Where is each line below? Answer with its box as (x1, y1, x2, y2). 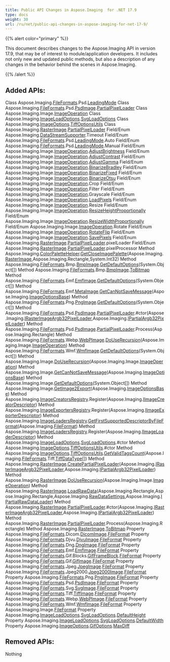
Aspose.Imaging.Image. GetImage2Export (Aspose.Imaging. (5, 385, 127, 391)
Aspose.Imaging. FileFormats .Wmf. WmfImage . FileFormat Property (5, 601, 142, 607)
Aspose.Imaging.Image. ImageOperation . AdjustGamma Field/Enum (5, 159, 143, 165)
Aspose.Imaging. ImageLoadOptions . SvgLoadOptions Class (5, 116, 129, 122)
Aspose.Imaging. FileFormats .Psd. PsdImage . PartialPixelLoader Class (5, 105, 148, 111)
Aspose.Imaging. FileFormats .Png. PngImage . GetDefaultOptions (5, 299, 136, 305)
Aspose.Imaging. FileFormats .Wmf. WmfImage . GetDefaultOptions (5, 348, 139, 354)
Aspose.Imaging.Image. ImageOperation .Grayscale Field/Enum (5, 191, 135, 197)
